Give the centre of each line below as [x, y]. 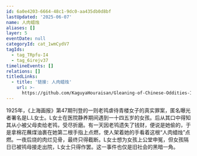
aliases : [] [21, 28]
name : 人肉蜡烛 [23, 22]
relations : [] [23, 71]
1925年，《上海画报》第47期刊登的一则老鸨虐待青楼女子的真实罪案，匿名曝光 [98, 110]
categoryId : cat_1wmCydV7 [38, 44]
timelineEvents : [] [30, 66]
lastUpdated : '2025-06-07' [39, 17]
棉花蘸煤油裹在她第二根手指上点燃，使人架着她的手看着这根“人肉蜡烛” [101, 132]
